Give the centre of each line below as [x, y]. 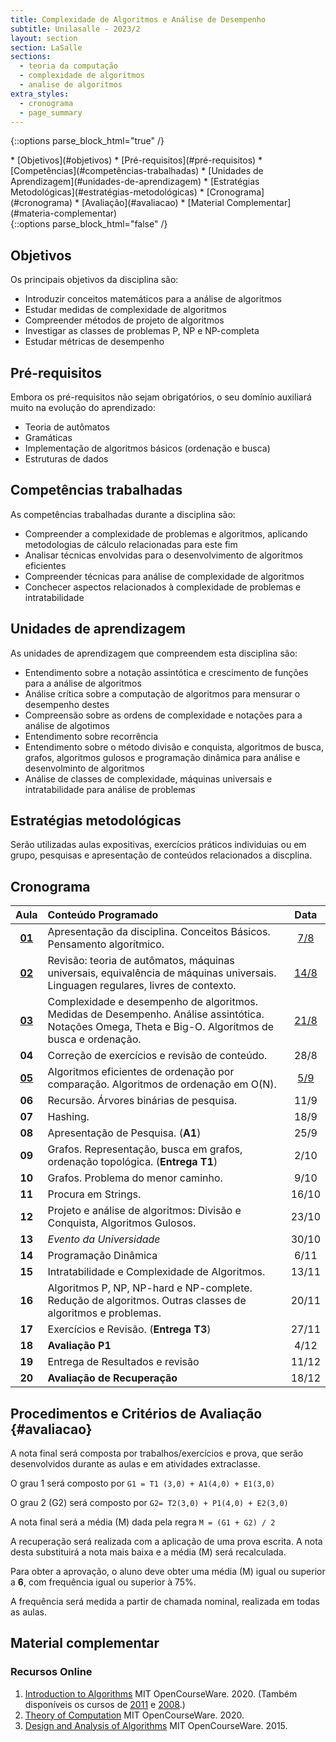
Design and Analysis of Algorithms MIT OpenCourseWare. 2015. [156, 1725]
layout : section [44, 38]
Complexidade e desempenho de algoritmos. [153, 1002]
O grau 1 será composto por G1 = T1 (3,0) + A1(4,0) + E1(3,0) [143, 1483]
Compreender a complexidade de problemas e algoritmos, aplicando [166, 533]
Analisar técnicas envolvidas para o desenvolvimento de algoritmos [163, 555]
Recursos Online [51, 1672]
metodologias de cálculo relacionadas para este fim [131, 544]
